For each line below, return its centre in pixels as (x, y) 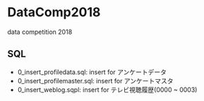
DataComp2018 (54, 12)
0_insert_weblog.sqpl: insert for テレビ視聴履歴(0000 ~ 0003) (107, 90)
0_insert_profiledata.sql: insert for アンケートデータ (92, 72)
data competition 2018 (40, 32)
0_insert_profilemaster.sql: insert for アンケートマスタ (96, 81)
